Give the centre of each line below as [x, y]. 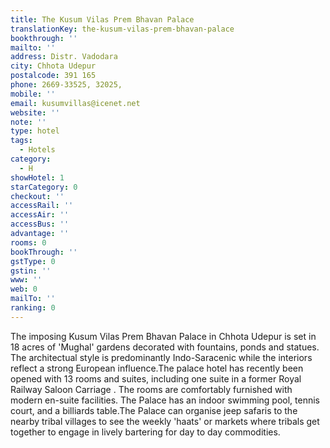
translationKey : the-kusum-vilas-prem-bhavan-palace [122, 29]
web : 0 [24, 289]
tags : [21, 141]
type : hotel [35, 131]
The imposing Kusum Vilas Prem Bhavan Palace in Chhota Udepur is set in [163, 336]
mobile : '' [33, 94]
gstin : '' [31, 271]
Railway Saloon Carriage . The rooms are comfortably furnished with [151, 389]
